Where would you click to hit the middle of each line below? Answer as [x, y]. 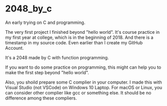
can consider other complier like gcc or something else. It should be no [78, 93]
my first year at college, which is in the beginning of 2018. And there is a [79, 37]
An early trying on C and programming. [45, 22]
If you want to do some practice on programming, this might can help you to [83, 67]
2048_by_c [29, 9]
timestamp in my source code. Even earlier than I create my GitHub [74, 42]
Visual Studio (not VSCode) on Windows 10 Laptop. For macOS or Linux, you [84, 87]
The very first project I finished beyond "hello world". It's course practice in [83, 32]
